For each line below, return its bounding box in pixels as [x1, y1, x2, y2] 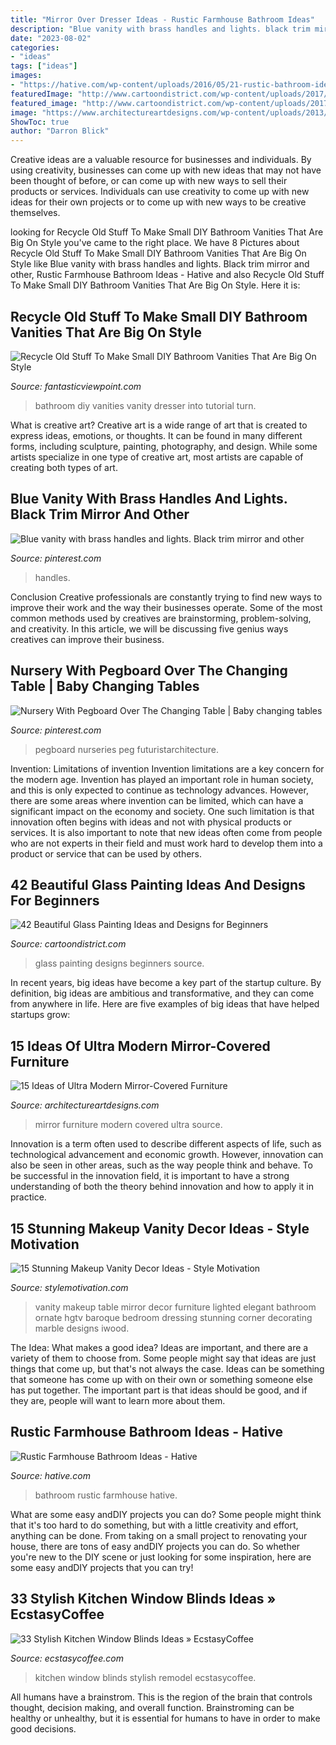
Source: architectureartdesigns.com [10, 1099, 160, 1111]
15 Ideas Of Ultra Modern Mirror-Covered [10, 1037, 271, 1055]
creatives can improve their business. [10, 633, 165, 645]
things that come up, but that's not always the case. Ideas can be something [10, 1363, 325, 1375]
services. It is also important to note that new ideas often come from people [10, 826, 323, 838]
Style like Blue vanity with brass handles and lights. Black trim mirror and [10, 258, 310, 270]
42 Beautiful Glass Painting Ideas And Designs [10, 876, 306, 893]
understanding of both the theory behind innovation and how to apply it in [10, 1181, 314, 1193]
